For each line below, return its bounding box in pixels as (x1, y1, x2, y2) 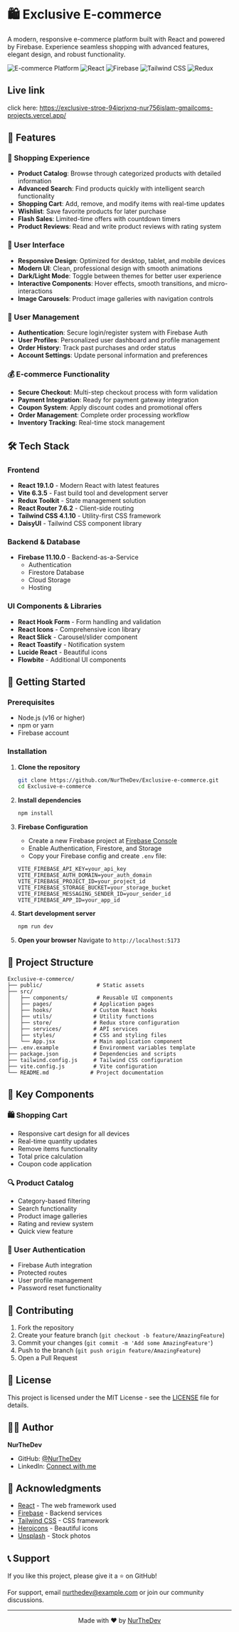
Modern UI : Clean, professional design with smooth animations (17, 264, 203, 272)
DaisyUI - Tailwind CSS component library (17, 519, 142, 528)
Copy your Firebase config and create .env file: (28, 852, 167, 860)
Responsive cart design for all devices (17, 1129, 130, 1138)
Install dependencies (17, 796, 82, 805)
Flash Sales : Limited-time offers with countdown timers (17, 215, 181, 223)
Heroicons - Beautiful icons (17, 1524, 98, 1533)
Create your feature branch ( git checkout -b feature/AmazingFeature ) (17, 1331, 225, 1339)
